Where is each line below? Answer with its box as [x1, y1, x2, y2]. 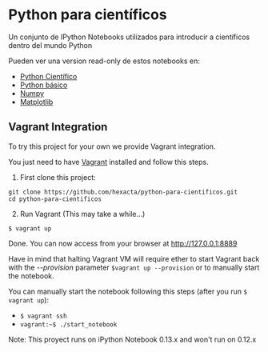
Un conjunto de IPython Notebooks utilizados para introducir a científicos [8, 32, 250, 42]
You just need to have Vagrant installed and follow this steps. [8, 157, 210, 166]
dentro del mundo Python [8, 40, 93, 50]
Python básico [19, 80, 68, 90]
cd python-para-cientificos [8, 194, 102, 203]
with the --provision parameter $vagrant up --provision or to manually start [8, 262, 260, 272]
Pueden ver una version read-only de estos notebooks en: [8, 56, 200, 66]
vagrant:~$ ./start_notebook [19, 320, 118, 329]
